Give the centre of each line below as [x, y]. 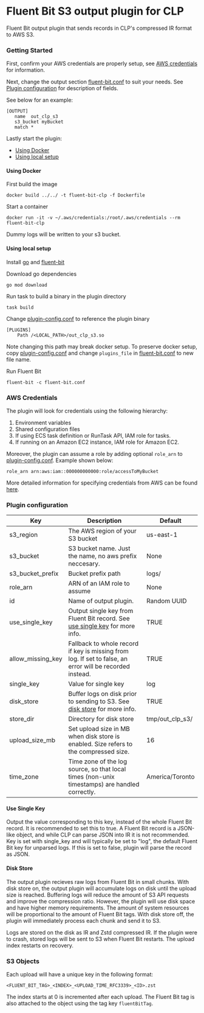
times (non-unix [91, 777]
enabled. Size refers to [100, 744]
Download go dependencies [42, 274]
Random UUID [167, 601]
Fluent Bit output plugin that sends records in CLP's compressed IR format [99, 28]
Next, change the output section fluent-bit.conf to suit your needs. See [95, 82]
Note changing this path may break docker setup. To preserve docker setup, [102, 346]
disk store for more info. [102, 709]
